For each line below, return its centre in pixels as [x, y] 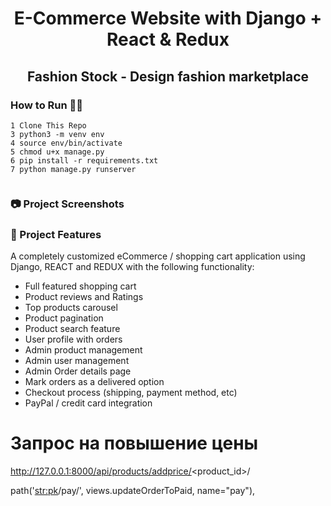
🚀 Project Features [56, 234]
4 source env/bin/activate [66, 143]
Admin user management [77, 361]
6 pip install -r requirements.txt [84, 160]
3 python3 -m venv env [57, 134]
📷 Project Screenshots [67, 204]
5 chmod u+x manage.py [57, 152]
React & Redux [168, 39]
